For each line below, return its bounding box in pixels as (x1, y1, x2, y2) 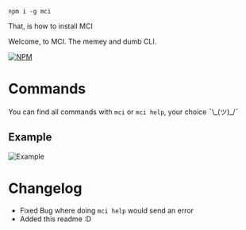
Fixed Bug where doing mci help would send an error (19, 205, 194, 215)
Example (8, 131, 52, 144)
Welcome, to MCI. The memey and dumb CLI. (8, 36, 157, 46)
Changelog (8, 179, 83, 197)
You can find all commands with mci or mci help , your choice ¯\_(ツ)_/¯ (8, 107, 240, 117)
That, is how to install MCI (8, 21, 93, 31)
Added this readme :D (19, 214, 92, 224)
